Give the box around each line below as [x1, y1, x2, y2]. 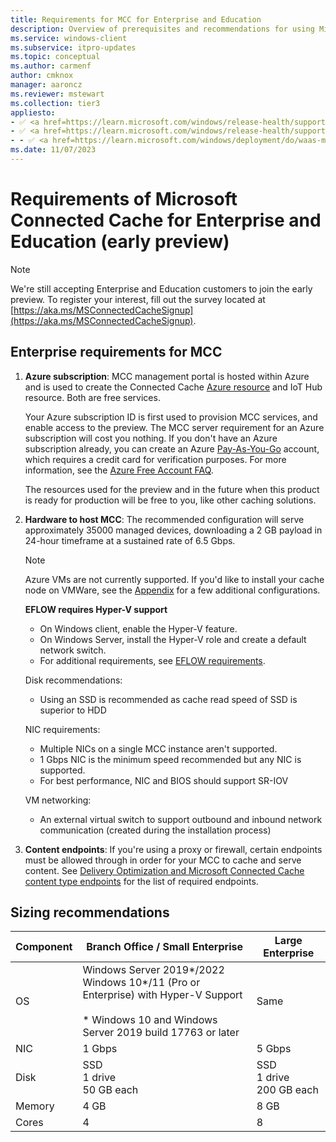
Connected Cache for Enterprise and [10, 209, 322, 232]
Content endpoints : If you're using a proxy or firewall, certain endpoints [24, 843, 323, 855]
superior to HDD [39, 704, 107, 716]
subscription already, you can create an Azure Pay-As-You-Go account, [24, 442, 320, 455]
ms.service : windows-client [10, 33, 128, 43]
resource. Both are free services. [24, 391, 161, 403]
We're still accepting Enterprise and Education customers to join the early [10, 282, 313, 295]
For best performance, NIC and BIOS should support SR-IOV [39, 774, 289, 786]
